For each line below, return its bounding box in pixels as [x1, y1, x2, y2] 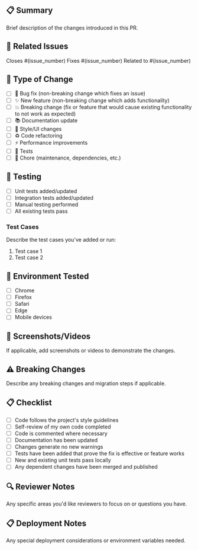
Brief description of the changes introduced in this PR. [6, 24, 138, 31]
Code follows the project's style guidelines [14, 416, 119, 423]
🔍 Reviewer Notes [6, 481, 75, 491]
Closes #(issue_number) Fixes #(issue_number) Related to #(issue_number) [6, 57, 191, 64]
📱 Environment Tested [6, 271, 89, 281]
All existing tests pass [14, 207, 68, 215]
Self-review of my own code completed [14, 423, 111, 430]
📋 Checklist [6, 398, 52, 408]
